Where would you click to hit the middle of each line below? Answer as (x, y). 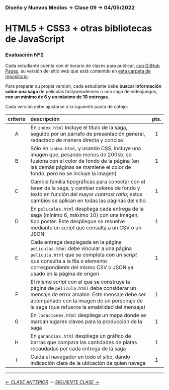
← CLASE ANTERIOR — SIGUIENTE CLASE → (52, 382)
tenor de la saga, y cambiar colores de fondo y (85, 188)
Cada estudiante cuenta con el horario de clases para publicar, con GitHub (82, 66)
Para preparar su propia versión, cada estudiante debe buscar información (83, 86)
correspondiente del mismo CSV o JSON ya (82, 268)
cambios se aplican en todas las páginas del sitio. (89, 201)
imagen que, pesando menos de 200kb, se (81, 155)
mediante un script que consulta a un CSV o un (86, 228)
